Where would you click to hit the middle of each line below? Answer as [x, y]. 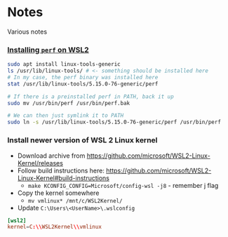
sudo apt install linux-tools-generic [64, 65]
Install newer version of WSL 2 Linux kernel [82, 140]
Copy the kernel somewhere [58, 193]
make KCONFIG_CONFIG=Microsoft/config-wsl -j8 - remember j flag [123, 185]
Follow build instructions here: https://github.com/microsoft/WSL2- [114, 170]
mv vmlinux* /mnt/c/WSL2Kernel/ [75, 201]
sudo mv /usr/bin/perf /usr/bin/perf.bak [69, 103]
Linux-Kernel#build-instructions [63, 178]
